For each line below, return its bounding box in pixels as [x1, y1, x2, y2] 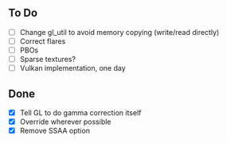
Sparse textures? [19, 55, 76, 64]
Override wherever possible [19, 117, 112, 126]
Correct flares [19, 36, 66, 46]
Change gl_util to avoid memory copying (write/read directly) [19, 27, 220, 37]
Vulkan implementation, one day [19, 64, 126, 73]
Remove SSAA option [19, 126, 90, 136]
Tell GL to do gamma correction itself [19, 107, 142, 118]
